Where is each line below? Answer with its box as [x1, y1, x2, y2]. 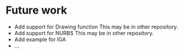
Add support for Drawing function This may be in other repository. [14, 23, 179, 30]
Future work [5, 4, 67, 17]
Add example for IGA [14, 36, 67, 43]
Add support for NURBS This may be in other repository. [14, 29, 154, 36]
